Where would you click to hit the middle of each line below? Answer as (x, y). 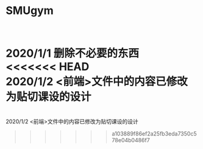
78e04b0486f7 (131, 140)
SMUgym (30, 11)
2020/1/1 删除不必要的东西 (73, 53)
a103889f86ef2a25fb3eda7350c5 (154, 134)
